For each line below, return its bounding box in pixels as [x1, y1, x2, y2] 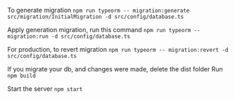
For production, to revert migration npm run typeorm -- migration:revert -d [7, 45, 229, 53]
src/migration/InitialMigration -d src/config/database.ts [7, 13, 184, 20]
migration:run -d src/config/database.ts [7, 33, 131, 40]
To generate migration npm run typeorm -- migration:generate [7, 6, 190, 14]
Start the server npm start [7, 85, 83, 93]
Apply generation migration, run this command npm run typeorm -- [7, 26, 201, 34]
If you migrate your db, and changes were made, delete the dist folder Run [7, 65, 223, 73]
